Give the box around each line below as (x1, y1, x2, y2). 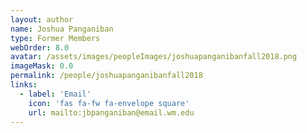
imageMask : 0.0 (10, 61, 74, 71)
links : (10, 80, 38, 90)
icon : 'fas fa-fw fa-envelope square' (28, 98, 190, 108)
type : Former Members (10, 33, 101, 43)
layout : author (10, 14, 74, 25)
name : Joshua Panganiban (10, 24, 114, 34)
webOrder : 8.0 (10, 42, 70, 53)
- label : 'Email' (19, 89, 92, 99)
